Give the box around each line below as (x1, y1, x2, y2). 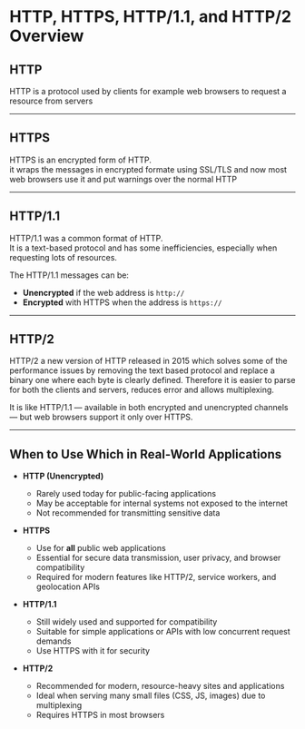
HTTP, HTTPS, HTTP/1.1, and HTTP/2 (9, 6, 292, 27)
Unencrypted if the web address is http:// (22, 287, 185, 298)
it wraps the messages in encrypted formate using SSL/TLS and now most (9, 163, 288, 174)
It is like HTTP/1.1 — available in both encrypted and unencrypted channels (9, 402, 289, 413)
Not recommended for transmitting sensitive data (35, 507, 221, 518)
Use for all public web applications (35, 543, 166, 554)
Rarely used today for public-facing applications (35, 488, 216, 499)
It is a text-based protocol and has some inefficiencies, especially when (9, 242, 278, 253)
